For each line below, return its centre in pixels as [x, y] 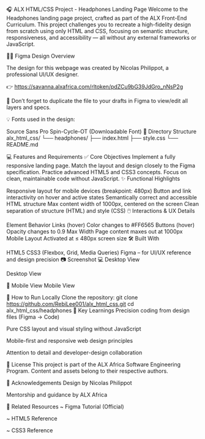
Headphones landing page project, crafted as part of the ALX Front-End [97, 18]
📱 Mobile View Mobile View [41, 285]
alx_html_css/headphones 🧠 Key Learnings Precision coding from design [98, 310]
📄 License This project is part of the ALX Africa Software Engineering [94, 365]
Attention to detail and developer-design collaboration [74, 353]
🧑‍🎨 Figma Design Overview [41, 56]
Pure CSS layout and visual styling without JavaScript [74, 329]
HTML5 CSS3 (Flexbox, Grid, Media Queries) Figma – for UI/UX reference [99, 253]
